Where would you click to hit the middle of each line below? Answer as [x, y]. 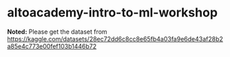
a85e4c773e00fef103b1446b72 [52, 46]
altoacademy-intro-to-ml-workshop [113, 13]
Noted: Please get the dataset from [57, 32]
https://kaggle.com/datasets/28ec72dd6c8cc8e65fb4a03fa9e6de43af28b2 [115, 38]
